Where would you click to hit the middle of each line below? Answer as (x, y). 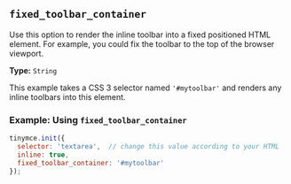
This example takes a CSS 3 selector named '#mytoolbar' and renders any (145, 88)
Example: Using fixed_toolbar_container (98, 119)
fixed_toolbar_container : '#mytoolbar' (91, 163)
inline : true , (43, 155)
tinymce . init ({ (37, 138)
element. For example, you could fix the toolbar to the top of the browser (142, 43)
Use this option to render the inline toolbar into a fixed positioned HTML (140, 34)
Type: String (33, 70)
